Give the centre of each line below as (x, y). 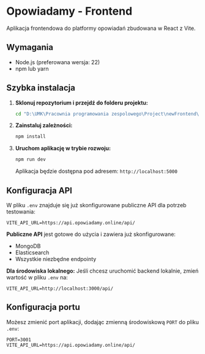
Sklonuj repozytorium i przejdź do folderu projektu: (81, 103)
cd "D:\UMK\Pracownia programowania (62, 114)
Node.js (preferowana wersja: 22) (58, 62)
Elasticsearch (32, 253)
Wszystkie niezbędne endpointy (56, 259)
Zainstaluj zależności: (44, 125)
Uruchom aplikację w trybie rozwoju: (63, 149)
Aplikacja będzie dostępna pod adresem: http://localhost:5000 (96, 171)
